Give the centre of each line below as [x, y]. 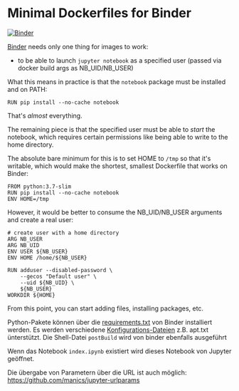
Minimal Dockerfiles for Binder [100, 13]
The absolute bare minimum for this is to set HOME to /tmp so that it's [109, 158]
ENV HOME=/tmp [28, 199]
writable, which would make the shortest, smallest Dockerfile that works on [117, 166]
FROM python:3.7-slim [39, 187]
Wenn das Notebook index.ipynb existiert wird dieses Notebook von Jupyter [119, 351]
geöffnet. [21, 358]
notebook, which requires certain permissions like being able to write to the [118, 137]
